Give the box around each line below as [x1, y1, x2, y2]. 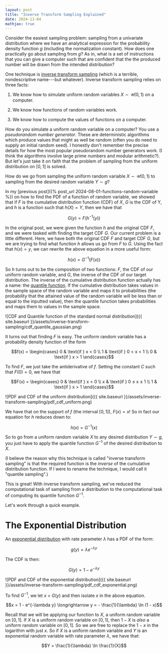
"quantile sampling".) [5, 471, 48, 477]
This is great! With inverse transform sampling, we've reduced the [5, 481, 141, 487]
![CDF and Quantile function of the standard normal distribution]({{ [5, 313, 142, 319]
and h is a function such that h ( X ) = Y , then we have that [5, 205, 122, 211]
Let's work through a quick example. [5, 502, 80, 508]
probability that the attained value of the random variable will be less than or [5, 293, 162, 299]
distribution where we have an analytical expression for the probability [5, 41, 150, 47]
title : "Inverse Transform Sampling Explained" [5, 12, 106, 17]
